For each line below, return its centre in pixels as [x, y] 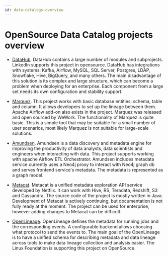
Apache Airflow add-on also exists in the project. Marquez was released [87, 112]
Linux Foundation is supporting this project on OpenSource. [74, 248]
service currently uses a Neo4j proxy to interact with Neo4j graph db [83, 164]
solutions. [22, 133]
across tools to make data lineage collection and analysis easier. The [83, 242]
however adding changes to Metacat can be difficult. [67, 211]
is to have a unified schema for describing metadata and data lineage [84, 237]
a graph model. [28, 175]
